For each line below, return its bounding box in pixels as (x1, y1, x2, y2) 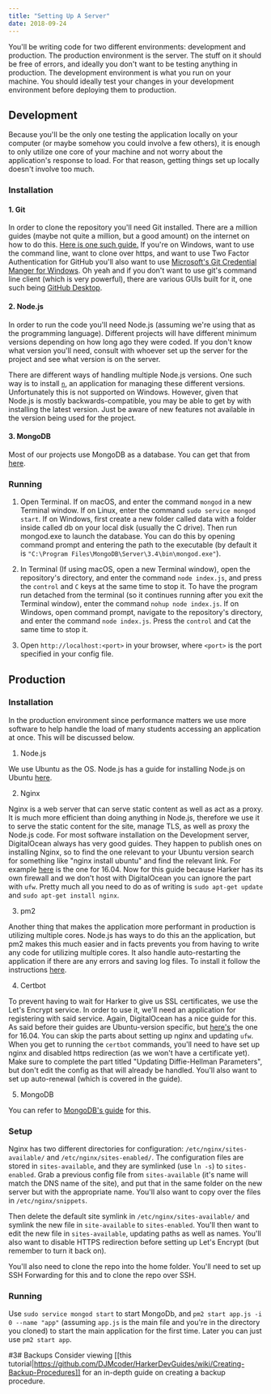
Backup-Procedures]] (8, 1368, 81, 1378)
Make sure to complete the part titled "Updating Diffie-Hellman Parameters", (8, 1056, 263, 1066)
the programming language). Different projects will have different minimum (8, 328, 257, 338)
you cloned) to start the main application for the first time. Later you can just (8, 1326, 262, 1336)
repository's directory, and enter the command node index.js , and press (19, 573, 262, 583)
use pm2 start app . (8, 1335, 72, 1345)
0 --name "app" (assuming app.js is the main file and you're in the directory (8, 1318, 260, 1327)
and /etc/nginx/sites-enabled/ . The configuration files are (46, 1153, 244, 1163)
